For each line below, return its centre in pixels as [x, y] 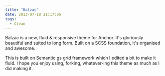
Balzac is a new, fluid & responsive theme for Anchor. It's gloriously [74, 38]
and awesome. [20, 48]
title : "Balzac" [22, 10]
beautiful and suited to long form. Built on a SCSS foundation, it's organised [83, 43]
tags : [11, 19]
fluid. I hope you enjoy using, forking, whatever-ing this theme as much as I [82, 63]
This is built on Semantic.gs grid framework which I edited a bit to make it [81, 58]
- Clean [18, 24]
